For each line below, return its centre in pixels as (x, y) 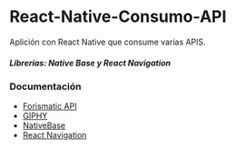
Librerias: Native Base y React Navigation (90, 63)
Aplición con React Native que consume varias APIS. (108, 42)
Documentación (45, 86)
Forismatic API (49, 106)
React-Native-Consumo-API (118, 17)
